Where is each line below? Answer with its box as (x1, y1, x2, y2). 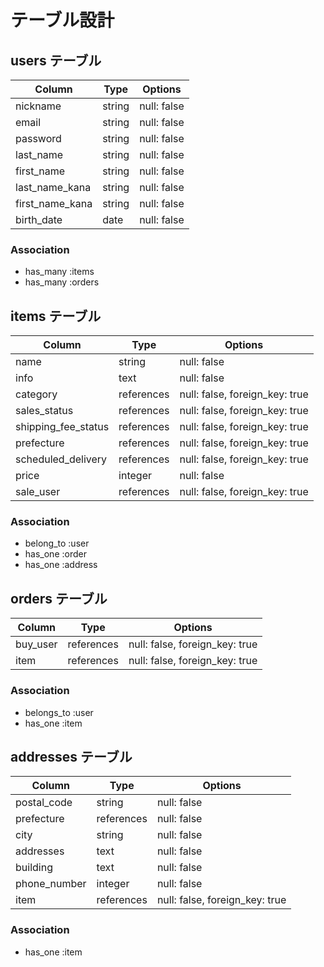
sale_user (15, 485, 61, 499)
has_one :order (24, 548, 87, 560)
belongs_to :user (24, 706, 94, 718)
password (15, 132, 62, 145)
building (15, 861, 53, 875)
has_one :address (24, 559, 98, 571)
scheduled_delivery (15, 452, 108, 466)
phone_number (15, 877, 87, 891)
